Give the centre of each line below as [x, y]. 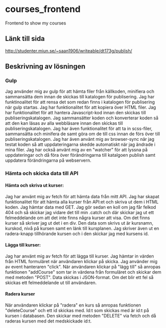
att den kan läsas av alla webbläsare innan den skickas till [64, 123]
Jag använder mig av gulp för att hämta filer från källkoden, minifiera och [80, 91]
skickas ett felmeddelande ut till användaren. [51, 283]
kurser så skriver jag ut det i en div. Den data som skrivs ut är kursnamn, [79, 223]
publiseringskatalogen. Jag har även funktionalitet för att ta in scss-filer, [79, 129]
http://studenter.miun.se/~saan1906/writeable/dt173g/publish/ [69, 50]
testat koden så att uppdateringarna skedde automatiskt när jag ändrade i [80, 145]
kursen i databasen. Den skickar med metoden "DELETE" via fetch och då [81, 316]
